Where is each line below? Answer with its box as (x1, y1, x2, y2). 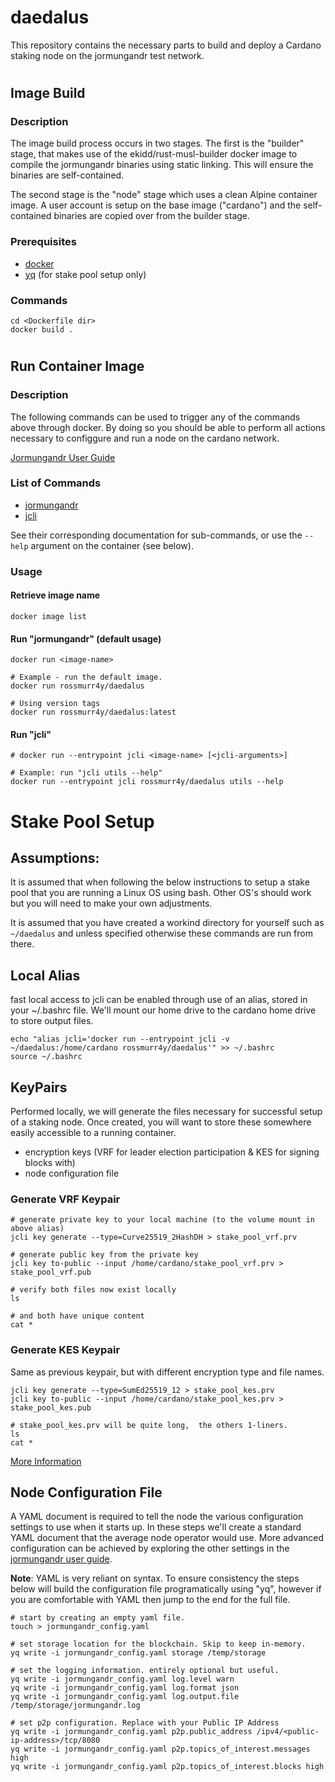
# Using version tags (10, 699, 101, 709)
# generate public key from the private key (10, 1250, 199, 1260)
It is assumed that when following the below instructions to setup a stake (10, 876, 310, 888)
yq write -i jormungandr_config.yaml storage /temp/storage (10, 1648, 267, 1658)
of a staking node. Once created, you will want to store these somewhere (10, 1116, 312, 1128)
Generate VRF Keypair (10, 1192, 121, 1206)
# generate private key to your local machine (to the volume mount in (10, 1215, 315, 1225)
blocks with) (24, 1156, 76, 1168)
